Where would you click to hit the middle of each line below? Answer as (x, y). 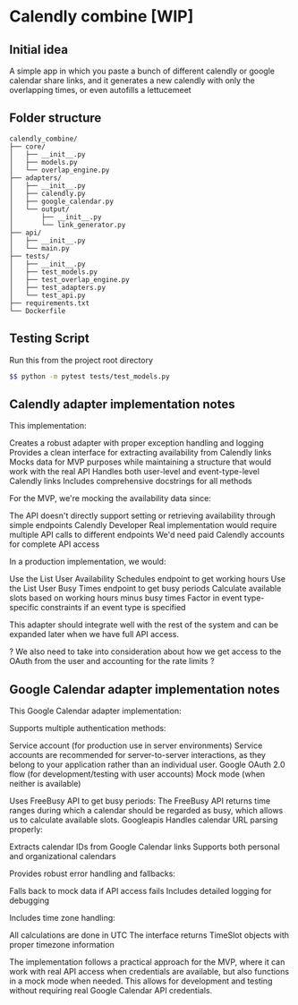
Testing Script (49, 339)
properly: (26, 830)
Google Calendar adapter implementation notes (145, 690)
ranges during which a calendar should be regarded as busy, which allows (146, 811)
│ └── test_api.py (48, 295)
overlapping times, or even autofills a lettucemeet (100, 90)
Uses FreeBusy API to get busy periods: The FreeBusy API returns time (140, 801)
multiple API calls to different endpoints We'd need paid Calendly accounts (147, 535)
